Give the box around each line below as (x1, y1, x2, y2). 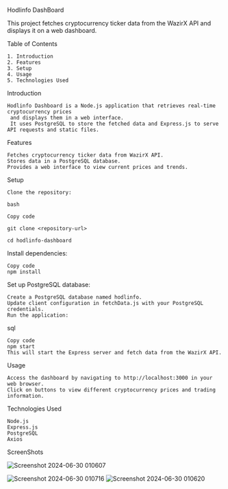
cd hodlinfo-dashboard (7, 237, 72, 244)
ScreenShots (7, 448, 44, 456)
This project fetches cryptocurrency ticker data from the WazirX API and (7, 19, 211, 27)
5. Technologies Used (7, 77, 69, 84)
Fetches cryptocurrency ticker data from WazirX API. (7, 152, 164, 159)
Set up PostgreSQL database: (7, 281, 90, 288)
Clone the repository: (7, 189, 72, 196)
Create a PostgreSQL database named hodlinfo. (7, 294, 142, 301)
